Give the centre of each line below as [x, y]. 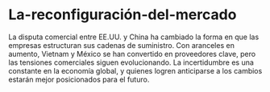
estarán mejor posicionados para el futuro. [79, 79]
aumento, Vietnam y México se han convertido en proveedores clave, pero [132, 54]
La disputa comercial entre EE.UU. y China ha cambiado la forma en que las [134, 37]
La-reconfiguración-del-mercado [123, 15]
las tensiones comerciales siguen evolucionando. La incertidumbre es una [131, 62]
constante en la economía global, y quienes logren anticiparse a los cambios [135, 70]
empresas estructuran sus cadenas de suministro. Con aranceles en [122, 45]
